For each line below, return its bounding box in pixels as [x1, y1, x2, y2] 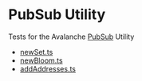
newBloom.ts [19, 56, 63, 65]
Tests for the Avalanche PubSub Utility [8, 32, 135, 41]
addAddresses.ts [19, 64, 77, 73]
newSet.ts [19, 47, 53, 56]
